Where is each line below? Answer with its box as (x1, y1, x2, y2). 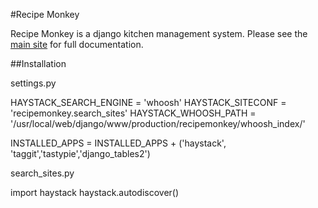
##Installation (10, 58, 67, 69)
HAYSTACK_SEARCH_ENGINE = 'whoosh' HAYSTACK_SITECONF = (10, 97, 287, 108)
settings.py (10, 77, 57, 89)
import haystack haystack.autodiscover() (10, 187, 180, 198)
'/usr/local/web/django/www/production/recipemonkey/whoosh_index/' (10, 118, 306, 129)
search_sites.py (10, 167, 75, 179)
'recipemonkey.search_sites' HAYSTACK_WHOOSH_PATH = (10, 107, 257, 119)
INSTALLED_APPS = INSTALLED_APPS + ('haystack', (10, 137, 227, 149)
